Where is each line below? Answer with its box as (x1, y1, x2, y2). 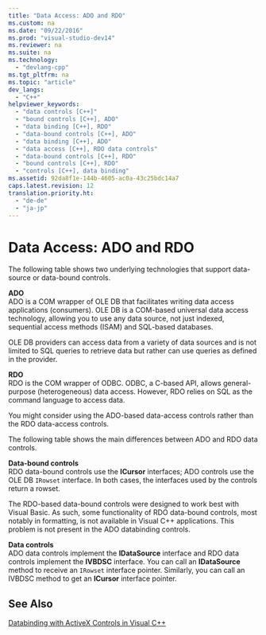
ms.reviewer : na (8, 41, 62, 49)
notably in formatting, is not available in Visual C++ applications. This (8, 516, 234, 526)
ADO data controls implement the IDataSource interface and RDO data (8, 548, 240, 558)
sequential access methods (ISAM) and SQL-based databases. (8, 322, 214, 332)
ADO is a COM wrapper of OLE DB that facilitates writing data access (8, 297, 234, 306)
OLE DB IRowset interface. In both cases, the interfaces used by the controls (8, 475, 258, 485)
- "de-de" (15, 197, 48, 205)
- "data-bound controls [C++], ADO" (15, 130, 137, 138)
